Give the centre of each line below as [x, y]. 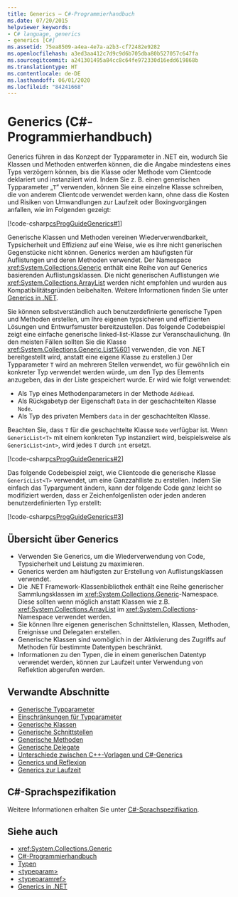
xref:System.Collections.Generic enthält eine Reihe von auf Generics [107, 268]
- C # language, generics [44, 34]
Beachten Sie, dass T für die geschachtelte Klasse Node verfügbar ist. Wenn [118, 430]
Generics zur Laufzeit [49, 770]
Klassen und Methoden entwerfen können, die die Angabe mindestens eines [119, 164]
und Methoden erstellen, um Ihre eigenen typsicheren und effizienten [109, 319]
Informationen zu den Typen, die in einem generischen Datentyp [112, 655]
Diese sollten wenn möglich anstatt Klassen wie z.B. [94, 602]
